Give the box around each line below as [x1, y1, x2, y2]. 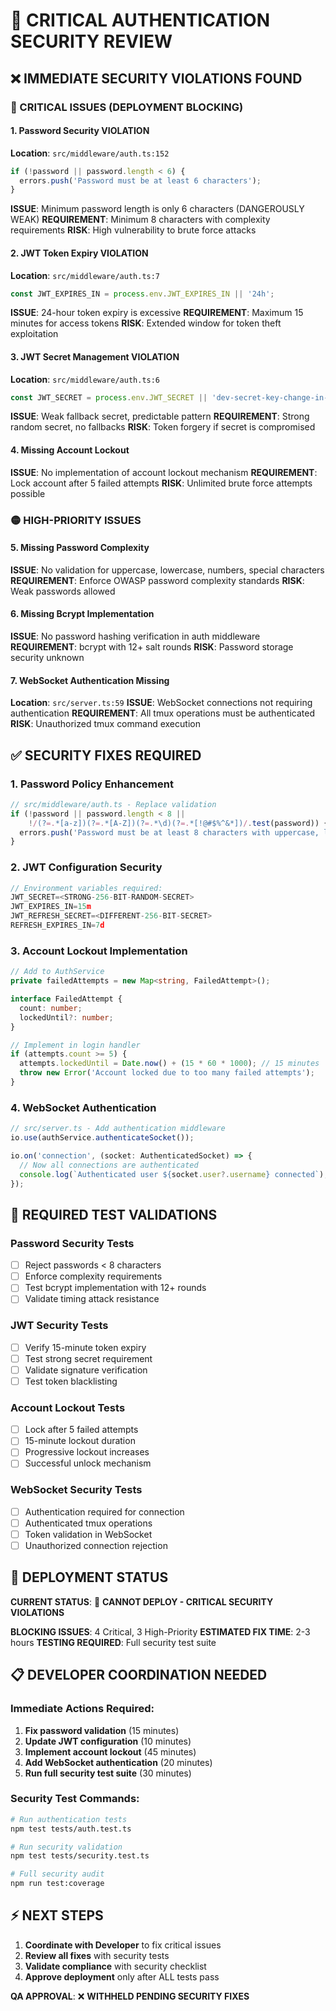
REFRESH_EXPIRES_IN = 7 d [10, 920, 105, 931]
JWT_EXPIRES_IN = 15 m [10, 902, 92, 912]
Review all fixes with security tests [24, 1949, 170, 1961]
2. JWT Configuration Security [10, 860, 163, 874]
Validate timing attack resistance [24, 1293, 160, 1305]
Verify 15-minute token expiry [24, 1341, 147, 1353]
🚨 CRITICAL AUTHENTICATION [10, 9, 271, 32]
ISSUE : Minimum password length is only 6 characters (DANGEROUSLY [10, 203, 305, 215]
